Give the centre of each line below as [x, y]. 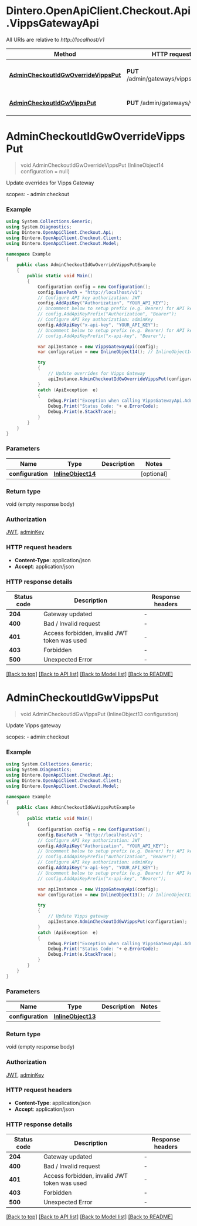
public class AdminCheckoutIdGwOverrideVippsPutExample [86, 265]
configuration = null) [45, 171]
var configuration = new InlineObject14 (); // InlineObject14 [115, 352]
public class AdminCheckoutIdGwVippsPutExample [76, 808]
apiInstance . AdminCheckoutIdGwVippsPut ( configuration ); [118, 922]
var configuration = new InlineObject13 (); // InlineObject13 [115, 895]
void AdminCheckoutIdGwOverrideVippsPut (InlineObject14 [92, 165]
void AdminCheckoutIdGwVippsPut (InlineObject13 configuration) [99, 714]
